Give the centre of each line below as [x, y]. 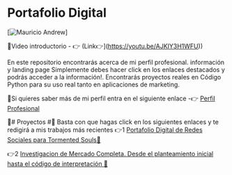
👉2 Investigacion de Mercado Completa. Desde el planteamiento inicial [110, 153]
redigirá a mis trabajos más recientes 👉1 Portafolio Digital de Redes [105, 130]
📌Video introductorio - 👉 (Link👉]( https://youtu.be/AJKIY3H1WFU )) [105, 46]
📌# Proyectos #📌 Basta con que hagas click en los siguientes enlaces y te [113, 122]
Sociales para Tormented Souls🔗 [54, 139]
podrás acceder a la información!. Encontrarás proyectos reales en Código [114, 77]
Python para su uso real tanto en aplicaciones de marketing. [93, 84]
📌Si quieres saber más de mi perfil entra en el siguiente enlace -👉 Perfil [111, 98]
